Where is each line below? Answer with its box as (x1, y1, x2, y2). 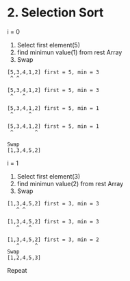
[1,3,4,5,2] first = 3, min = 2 (7, 236, 99, 243)
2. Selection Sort (7, 5, 104, 21)
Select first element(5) (16, 41, 81, 49)
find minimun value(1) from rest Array (16, 48, 122, 56)
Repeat (7, 266, 27, 274)
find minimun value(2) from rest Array (16, 179, 124, 188)
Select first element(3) (16, 172, 81, 180)
